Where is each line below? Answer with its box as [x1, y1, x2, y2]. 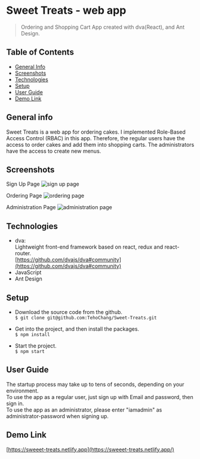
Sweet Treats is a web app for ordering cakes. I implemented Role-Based [6, 128, 186, 135]
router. [14, 250, 32, 257]
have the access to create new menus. [6, 147, 101, 155]
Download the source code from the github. [14, 309, 122, 315]
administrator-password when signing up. [6, 412, 109, 419]
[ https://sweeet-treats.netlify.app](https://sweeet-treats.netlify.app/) [6, 446, 174, 453]
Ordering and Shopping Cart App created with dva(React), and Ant [20, 23, 185, 31]
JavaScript [14, 269, 42, 276]
